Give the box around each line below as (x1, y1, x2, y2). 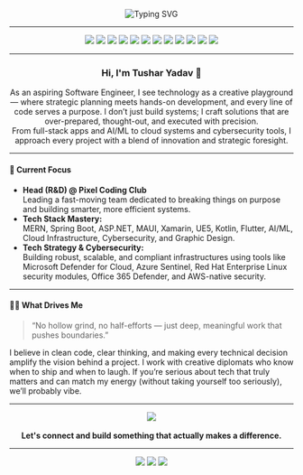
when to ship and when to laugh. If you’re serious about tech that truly (9, 366, 271, 377)
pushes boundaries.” (31, 330, 109, 340)
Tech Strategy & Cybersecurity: (22, 242, 144, 253)
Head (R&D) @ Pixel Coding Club (22, 184, 147, 195)
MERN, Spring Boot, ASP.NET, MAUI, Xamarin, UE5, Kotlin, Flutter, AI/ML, (22, 222, 293, 234)
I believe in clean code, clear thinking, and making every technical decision (9, 347, 289, 358)
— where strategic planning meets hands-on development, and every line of (10, 97, 293, 107)
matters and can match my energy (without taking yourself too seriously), (9, 376, 282, 387)
